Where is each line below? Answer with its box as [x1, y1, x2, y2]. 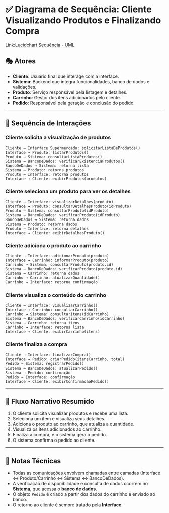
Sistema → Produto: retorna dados [5, 222, 78, 227]
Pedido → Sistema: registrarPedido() [5, 361, 84, 366]
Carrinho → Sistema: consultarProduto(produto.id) [5, 262, 114, 267]
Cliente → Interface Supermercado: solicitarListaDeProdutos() [5, 145, 141, 151]
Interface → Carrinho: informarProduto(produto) [5, 258, 109, 263]
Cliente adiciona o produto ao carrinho [5, 242, 102, 249]
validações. [12, 84, 37, 90]
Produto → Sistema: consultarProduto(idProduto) [5, 208, 109, 213]
